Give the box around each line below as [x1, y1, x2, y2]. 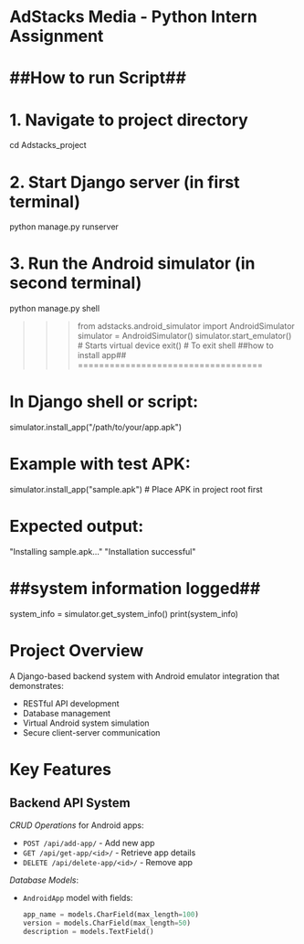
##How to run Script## [9, 68, 187, 89]
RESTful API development [22, 697, 121, 709]
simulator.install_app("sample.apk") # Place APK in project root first [9, 484, 263, 495]
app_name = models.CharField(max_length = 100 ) [22, 909, 199, 919]
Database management [22, 707, 111, 718]
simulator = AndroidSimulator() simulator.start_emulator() [77, 331, 292, 342]
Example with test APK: [9, 454, 192, 474]
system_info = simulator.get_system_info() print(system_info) [9, 608, 239, 619]
